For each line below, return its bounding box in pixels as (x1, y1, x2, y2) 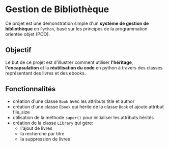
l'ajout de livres (20, 125, 52, 131)
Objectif (5, 46, 32, 54)
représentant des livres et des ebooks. (5, 70, 86, 76)
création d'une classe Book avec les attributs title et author (12, 98, 135, 104)
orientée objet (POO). (5, 31, 50, 37)
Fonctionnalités (5, 85, 56, 93)
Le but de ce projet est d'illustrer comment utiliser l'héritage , (5, 59, 133, 65)
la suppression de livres (20, 136, 70, 142)
